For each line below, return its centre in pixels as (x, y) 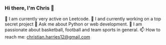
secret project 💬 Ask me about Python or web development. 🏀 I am (73, 24)
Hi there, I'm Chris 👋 (30, 8)
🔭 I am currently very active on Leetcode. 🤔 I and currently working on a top (83, 19)
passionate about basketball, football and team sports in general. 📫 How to (83, 30)
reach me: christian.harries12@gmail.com (48, 37)
